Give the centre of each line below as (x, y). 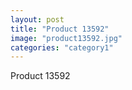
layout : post (37, 19)
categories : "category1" (62, 47)
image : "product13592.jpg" (66, 38)
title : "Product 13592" (60, 29)
